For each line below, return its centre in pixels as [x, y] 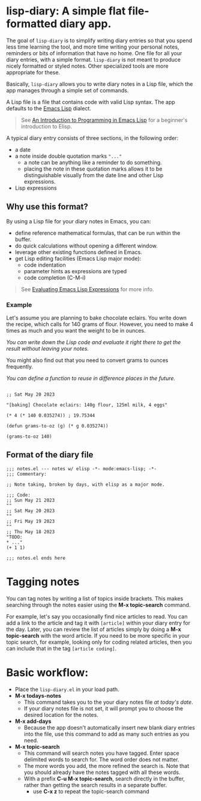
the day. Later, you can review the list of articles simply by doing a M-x [94, 629]
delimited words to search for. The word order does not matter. [101, 759]
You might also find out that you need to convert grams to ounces [87, 360]
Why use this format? [47, 207]
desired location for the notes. [61, 715]
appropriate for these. [33, 72]
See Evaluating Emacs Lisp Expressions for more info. [87, 289]
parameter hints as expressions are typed [75, 271]
